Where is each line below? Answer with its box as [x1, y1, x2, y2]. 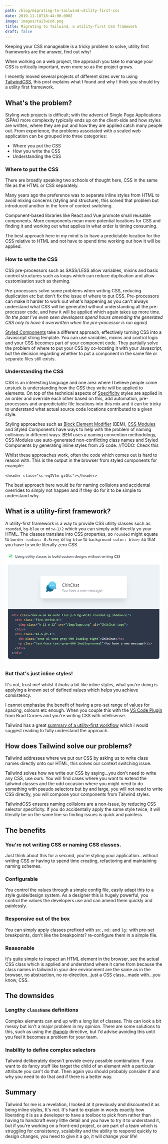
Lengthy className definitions [5, 1007, 78, 1014]
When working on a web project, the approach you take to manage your [5, 58, 153, 64]
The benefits [5, 826, 46, 835]
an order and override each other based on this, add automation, [5, 395, 138, 401]
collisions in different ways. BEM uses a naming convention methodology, [5, 431, 156, 437]
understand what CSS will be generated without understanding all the [5, 303, 148, 309]
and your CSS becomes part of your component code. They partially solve [5, 340, 158, 346]
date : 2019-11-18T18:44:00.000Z [5, 13, 72, 18]
